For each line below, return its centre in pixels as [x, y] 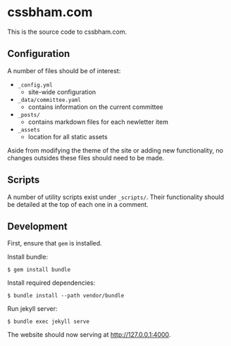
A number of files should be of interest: [64, 70]
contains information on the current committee [95, 107]
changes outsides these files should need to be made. [86, 158]
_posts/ [29, 115]
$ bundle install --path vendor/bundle [66, 296]
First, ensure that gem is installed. [55, 243]
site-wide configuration [62, 91]
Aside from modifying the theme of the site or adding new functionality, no [115, 150]
